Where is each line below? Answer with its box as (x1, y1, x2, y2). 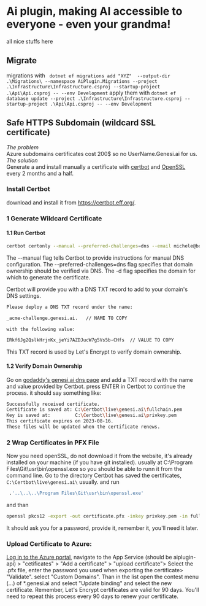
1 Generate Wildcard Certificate (6, 214, 102, 222)
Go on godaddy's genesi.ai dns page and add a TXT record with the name (6, 376, 193, 383)
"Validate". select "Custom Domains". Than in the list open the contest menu (6, 573, 199, 581)
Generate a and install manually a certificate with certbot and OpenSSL (6, 163, 186, 170)
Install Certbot (6, 185, 50, 193)
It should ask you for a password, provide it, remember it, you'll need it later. (6, 524, 199, 532)
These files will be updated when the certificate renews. (6, 424, 161, 430)
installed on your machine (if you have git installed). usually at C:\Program (6, 459, 193, 466)
